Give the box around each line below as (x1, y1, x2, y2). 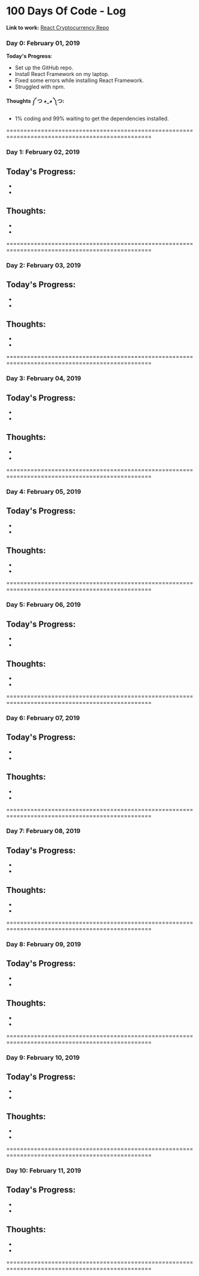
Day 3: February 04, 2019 (6, 374, 82, 382)
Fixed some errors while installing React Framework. (14, 77, 144, 84)
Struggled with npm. (14, 83, 65, 90)
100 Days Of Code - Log (6, 4, 127, 18)
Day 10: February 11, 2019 (6, 1166, 82, 1175)
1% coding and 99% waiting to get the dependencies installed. (14, 115, 169, 122)
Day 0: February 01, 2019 (6, 39, 81, 47)
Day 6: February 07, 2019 (6, 713, 80, 722)
